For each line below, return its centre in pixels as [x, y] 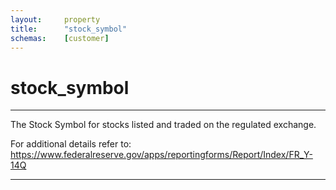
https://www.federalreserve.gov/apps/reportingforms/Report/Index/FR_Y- [161, 155]
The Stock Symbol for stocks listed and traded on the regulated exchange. [163, 125]
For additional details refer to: [71, 144]
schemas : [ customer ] [60, 38]
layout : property [55, 19]
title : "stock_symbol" [69, 29]
